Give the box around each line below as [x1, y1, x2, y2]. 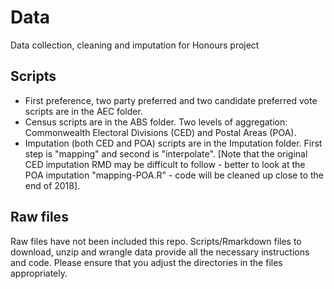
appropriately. [10, 267, 68, 279]
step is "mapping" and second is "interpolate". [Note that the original [24, 147, 308, 160]
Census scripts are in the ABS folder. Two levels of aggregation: [24, 116, 288, 128]
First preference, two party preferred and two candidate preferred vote [24, 94, 318, 106]
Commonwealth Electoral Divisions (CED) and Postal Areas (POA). [24, 126, 297, 138]
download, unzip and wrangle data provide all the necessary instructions [10, 246, 310, 258]
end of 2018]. [24, 179, 81, 191]
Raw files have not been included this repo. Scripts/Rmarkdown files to [10, 235, 302, 247]
